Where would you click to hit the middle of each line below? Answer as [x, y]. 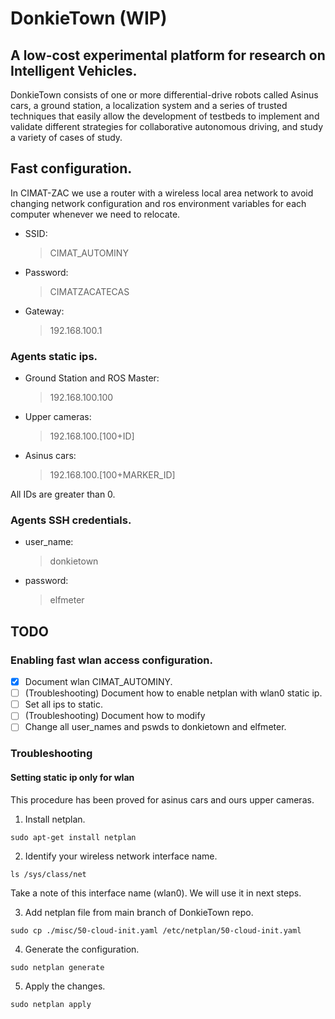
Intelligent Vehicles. [74, 70]
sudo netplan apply [51, 1004]
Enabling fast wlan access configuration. [111, 660]
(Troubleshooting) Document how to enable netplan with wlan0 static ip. [173, 693]
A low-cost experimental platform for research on [168, 55]
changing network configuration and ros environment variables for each [158, 203]
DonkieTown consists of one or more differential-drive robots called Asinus [164, 95]
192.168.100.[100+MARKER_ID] [112, 475]
